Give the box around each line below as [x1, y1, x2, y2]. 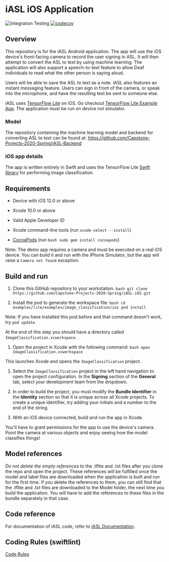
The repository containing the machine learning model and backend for [5, 130, 153, 136]
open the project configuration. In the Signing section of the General [12, 373, 156, 379]
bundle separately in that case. [5, 495, 70, 501]
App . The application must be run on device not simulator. [5, 105, 126, 112]
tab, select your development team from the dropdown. [12, 379, 128, 385]
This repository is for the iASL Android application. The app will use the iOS [5, 48, 162, 54]
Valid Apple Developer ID [12, 217, 65, 223]
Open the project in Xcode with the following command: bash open [12, 344, 150, 350]
